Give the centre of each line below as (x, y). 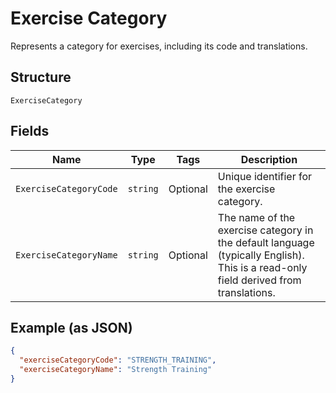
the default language (266, 242)
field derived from (259, 280)
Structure (41, 77)
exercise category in (265, 230)
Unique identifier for (265, 176)
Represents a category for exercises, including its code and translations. (159, 46)
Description (269, 159)
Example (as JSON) (71, 327)
